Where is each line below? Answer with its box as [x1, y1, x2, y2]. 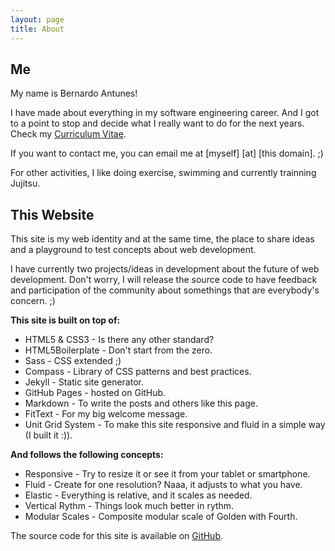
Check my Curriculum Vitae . [10, 128, 127, 140]
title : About [10, 24, 65, 34]
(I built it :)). [24, 429, 73, 441]
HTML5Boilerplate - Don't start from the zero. [24, 344, 213, 356]
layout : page [10, 14, 65, 25]
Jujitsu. [10, 177, 41, 190]
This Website [10, 206, 95, 223]
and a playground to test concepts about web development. [10, 244, 257, 256]
